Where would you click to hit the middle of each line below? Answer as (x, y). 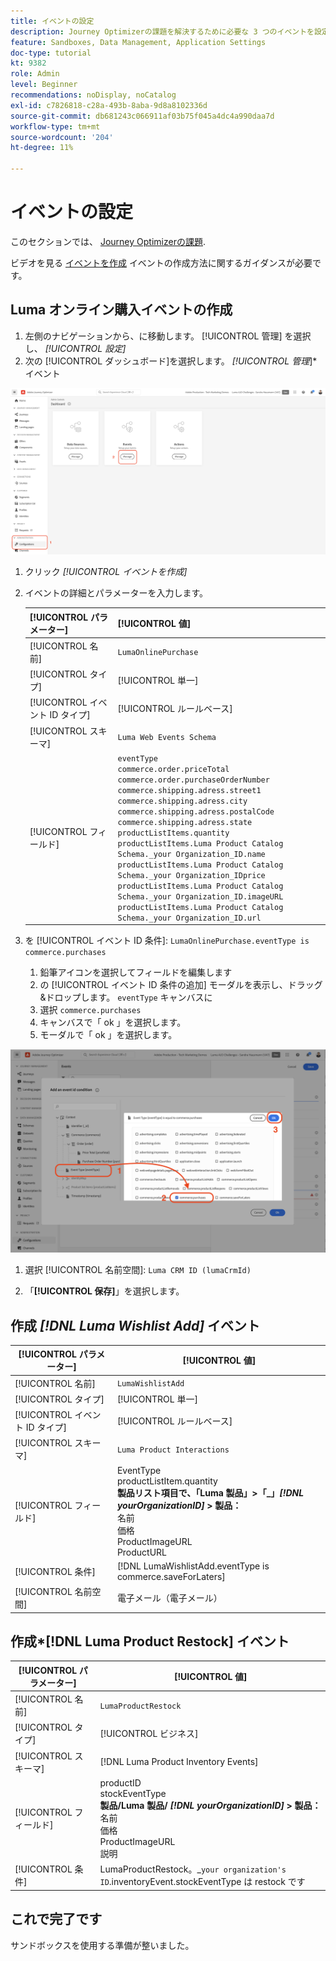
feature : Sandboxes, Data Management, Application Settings (138, 42)
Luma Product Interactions (173, 1450)
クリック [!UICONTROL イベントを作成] (106, 572)
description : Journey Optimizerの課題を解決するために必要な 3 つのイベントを (162, 31)
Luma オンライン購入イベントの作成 (121, 310)
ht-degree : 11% (42, 148)
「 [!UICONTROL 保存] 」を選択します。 (104, 1291)
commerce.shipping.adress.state (185, 822)
